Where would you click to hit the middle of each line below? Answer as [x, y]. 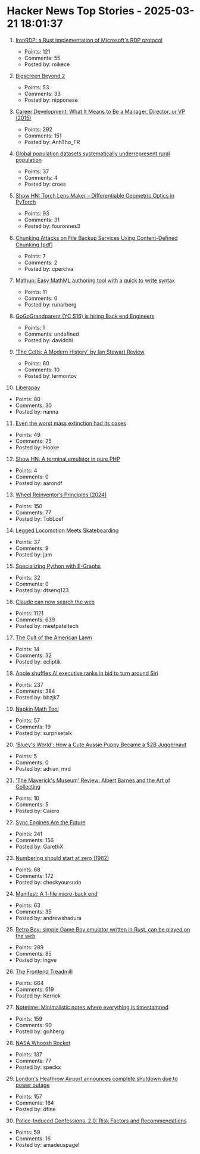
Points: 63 [28, 905]
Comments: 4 [41, 177]
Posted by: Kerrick [38, 996]
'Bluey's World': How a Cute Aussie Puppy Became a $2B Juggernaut [101, 745]
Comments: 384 [35, 691]
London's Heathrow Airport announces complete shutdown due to [96, 1078]
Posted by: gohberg [40, 1031]
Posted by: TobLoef [40, 518]
